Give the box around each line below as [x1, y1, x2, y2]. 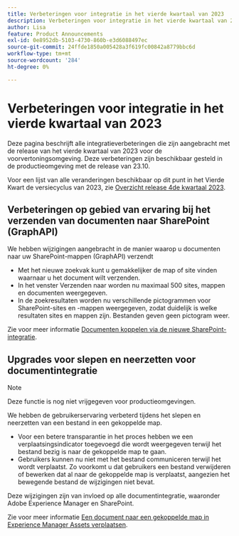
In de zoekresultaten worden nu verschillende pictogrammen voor [17, 296, 211, 305]
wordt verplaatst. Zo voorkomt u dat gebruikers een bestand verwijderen [17, 463, 231, 471]
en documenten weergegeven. [17, 289, 108, 298]
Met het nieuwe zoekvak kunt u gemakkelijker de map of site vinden [17, 266, 218, 275]
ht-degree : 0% [7, 63, 50, 70]
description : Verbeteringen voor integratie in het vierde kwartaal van [7, 17, 228, 24]
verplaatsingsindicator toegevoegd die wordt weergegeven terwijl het [17, 440, 222, 448]
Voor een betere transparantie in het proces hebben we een [17, 432, 193, 441]
